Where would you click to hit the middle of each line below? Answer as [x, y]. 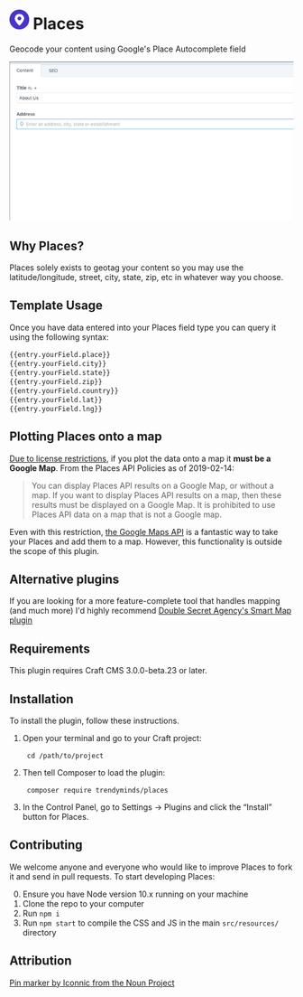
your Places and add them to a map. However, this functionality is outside [146, 541]
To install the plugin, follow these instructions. [95, 721]
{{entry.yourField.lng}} [56, 409]
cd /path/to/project [65, 756]
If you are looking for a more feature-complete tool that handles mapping [145, 601]
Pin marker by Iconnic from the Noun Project [92, 983]
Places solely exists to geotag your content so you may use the [127, 268]
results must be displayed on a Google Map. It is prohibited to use [153, 504]
